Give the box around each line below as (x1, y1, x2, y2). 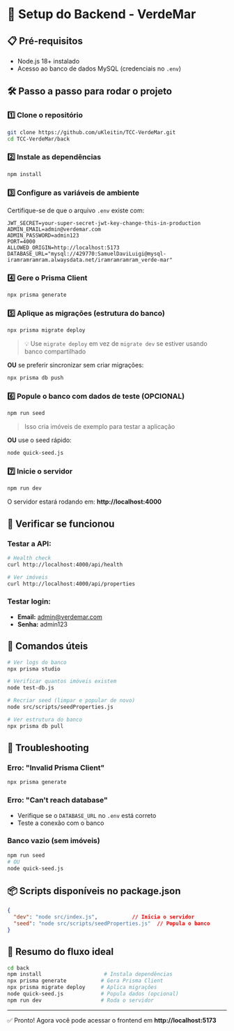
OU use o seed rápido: (7, 436, 72, 444)
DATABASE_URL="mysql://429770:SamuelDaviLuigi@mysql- (7, 250, 167, 257)
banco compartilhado (24, 347, 86, 356)
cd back (7, 964, 30, 972)
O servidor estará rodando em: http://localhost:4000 (7, 497, 162, 506)
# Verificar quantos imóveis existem (7, 678, 117, 685)
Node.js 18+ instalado (17, 57, 80, 65)
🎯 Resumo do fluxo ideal (7, 946, 114, 958)
